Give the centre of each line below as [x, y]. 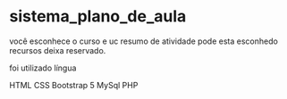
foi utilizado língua [43, 68]
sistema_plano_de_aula [98, 16]
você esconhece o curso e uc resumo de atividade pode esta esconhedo [144, 41]
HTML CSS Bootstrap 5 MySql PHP [74, 85]
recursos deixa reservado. [58, 50]
